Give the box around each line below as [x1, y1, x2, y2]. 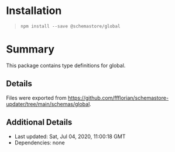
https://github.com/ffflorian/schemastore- [67, 94, 169, 101]
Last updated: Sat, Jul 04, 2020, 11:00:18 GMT [14, 133, 126, 140]
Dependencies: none [14, 139, 66, 146]
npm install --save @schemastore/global [20, 23, 121, 29]
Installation [6, 4, 62, 17]
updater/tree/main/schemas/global [6, 100, 90, 107]
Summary [6, 43, 54, 56]
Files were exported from [6, 94, 67, 101]
